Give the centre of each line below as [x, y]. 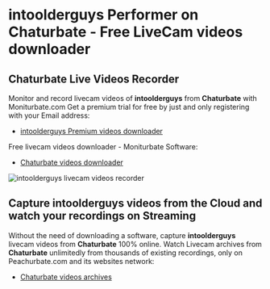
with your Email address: [49, 115]
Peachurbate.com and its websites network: [81, 261]
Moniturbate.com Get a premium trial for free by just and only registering [129, 107]
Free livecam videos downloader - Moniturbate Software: [103, 147]
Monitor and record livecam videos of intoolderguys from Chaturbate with [133, 98]
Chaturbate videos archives [66, 277]
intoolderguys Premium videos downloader [91, 131]
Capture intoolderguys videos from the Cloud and [135, 203]
